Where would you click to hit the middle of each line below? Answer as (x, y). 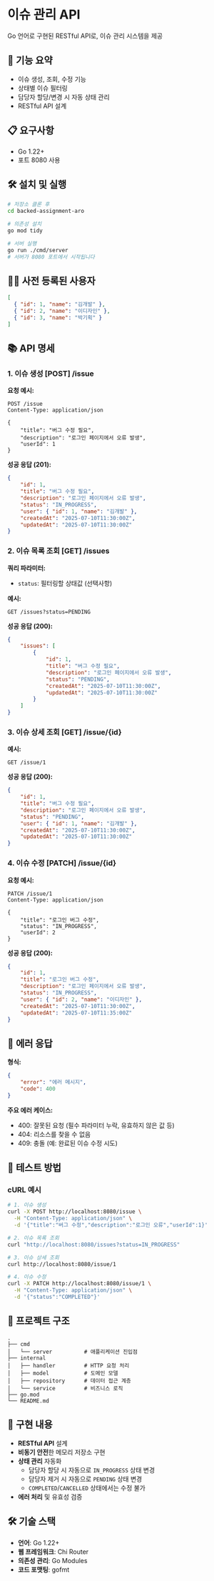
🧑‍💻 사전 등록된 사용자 (52, 280)
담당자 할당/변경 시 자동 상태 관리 (63, 96)
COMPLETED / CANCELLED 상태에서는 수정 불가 (87, 1487)
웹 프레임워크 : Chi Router (53, 1552)
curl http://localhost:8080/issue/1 (62, 1264)
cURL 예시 (24, 1190)
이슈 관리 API (44, 15)
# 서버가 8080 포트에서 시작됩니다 (51, 257)
